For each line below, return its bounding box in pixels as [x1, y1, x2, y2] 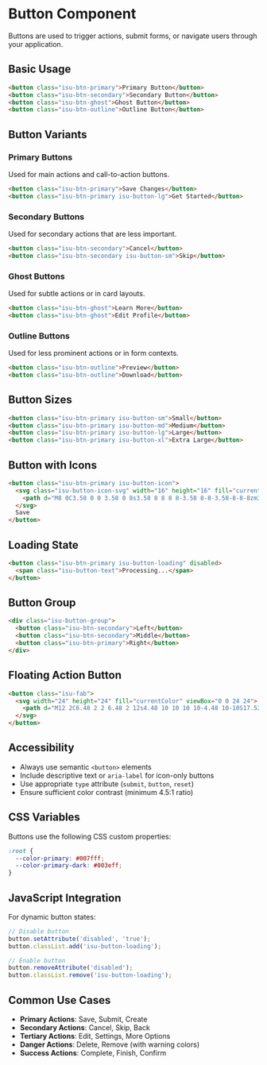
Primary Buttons [8, 152, 73, 163]
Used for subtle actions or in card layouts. [8, 289, 145, 299]
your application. [8, 39, 64, 48]
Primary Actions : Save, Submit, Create [19, 1014, 148, 1024]
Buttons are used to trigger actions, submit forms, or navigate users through [8, 31, 257, 41]
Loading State [8, 538, 79, 552]
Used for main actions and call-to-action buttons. [8, 169, 169, 179]
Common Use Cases [8, 994, 111, 1007]
